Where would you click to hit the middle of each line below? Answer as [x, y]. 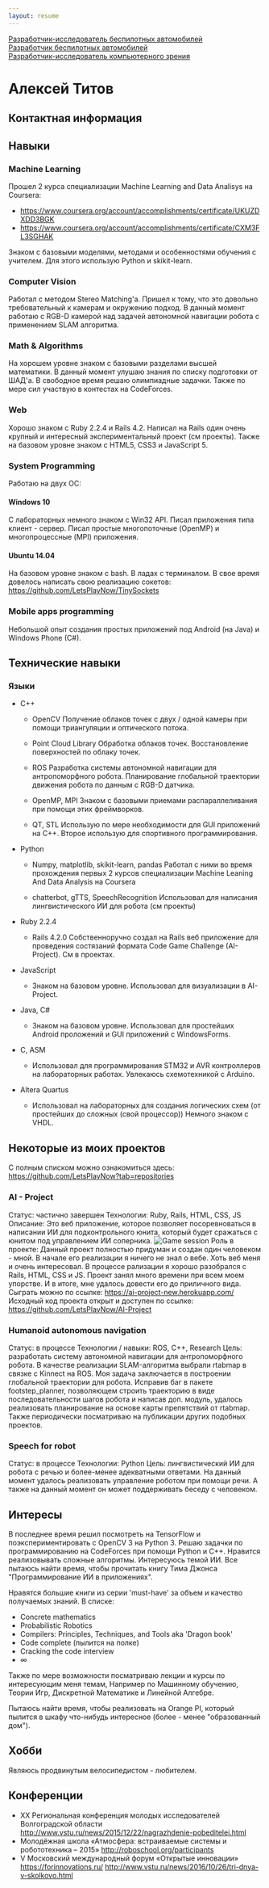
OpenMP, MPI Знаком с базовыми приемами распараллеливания [145, 801]
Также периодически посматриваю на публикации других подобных [127, 1416]
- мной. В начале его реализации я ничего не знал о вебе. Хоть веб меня [134, 1258]
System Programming [52, 465]
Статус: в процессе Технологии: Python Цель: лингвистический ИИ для [132, 1464]
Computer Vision [42, 281]
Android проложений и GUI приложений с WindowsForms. [131, 1034]
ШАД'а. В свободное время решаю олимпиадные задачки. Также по [127, 381]
